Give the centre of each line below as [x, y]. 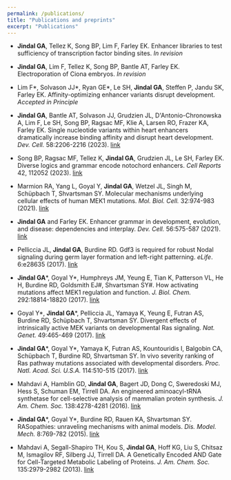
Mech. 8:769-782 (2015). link [58, 434]
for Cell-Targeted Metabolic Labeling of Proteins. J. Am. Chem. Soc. [113, 462]
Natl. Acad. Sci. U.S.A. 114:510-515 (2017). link [82, 371]
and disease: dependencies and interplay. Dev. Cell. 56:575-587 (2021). [119, 229]
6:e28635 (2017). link [47, 265]
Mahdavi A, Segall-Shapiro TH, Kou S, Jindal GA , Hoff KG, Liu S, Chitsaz [120, 448]
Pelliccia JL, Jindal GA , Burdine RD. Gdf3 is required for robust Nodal [115, 250]
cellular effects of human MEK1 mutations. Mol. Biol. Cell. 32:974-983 [116, 201]
